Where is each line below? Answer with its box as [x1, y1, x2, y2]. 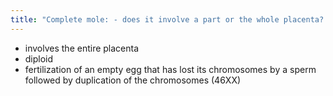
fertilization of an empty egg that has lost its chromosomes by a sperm [24, 63, 317, 75]
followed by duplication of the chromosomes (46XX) [24, 74, 242, 86]
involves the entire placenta [24, 42, 140, 54]
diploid [24, 52, 54, 65]
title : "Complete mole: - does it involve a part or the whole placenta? [10, 14, 325, 25]
